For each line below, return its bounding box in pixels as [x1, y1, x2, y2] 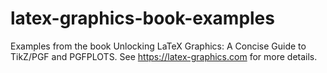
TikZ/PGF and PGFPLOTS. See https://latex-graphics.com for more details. [10, 50, 318, 62]
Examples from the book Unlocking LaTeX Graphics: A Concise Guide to [10, 40, 307, 52]
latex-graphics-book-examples [10, 7, 275, 30]
